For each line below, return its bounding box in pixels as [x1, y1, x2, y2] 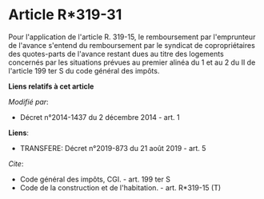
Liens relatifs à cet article [8, 82, 94, 91]
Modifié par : [8, 97, 50, 106]
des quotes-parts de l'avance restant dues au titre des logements [8, 49, 224, 58]
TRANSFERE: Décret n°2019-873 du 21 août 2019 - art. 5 [19, 143, 206, 153]
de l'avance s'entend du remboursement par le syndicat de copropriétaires [8, 40, 256, 50]
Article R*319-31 [8, 6, 122, 24]
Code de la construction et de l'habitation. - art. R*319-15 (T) [19, 182, 222, 193]
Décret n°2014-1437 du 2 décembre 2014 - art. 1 [19, 112, 180, 121]
